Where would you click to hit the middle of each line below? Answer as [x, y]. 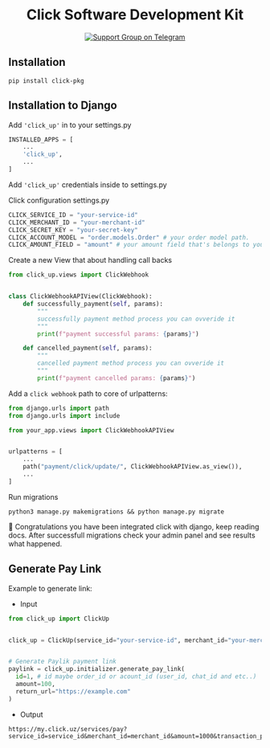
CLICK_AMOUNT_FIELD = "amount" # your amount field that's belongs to [129, 245]
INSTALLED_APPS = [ [41, 139]
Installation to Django [63, 106]
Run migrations [33, 497]
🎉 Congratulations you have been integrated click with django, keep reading [134, 526]
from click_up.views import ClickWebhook [79, 275]
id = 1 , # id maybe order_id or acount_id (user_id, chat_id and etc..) [136, 676]
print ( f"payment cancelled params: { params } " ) [117, 378]
